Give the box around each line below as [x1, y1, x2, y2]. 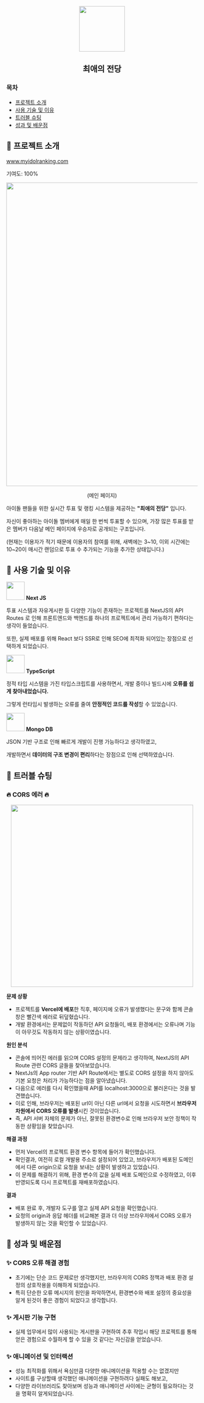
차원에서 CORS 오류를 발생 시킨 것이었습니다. [15, 1107, 121, 1114]
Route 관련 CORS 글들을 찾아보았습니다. [15, 1062, 111, 1068]
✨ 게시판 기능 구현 [6, 1313, 56, 1322]
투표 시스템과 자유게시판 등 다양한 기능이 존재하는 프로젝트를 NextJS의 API [6, 607, 184, 614]
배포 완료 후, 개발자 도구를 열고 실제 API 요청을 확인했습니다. [15, 1204, 158, 1211]
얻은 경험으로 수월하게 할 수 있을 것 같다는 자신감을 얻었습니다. [15, 1336, 163, 1343]
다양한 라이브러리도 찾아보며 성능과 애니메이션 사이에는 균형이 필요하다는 [15, 1382, 188, 1390]
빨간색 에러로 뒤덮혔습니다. [26, 1013, 90, 1020]
